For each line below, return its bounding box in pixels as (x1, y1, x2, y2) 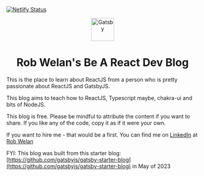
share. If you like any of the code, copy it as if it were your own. (6, 119, 166, 126)
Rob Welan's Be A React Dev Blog (16, 56, 189, 70)
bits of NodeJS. (6, 101, 46, 108)
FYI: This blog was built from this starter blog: (6, 149, 121, 156)
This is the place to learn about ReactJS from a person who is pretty (6, 75, 178, 83)
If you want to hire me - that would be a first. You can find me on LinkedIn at (6, 131, 198, 138)
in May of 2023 (132, 163, 171, 170)
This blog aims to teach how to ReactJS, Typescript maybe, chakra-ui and (6, 94, 192, 101)
